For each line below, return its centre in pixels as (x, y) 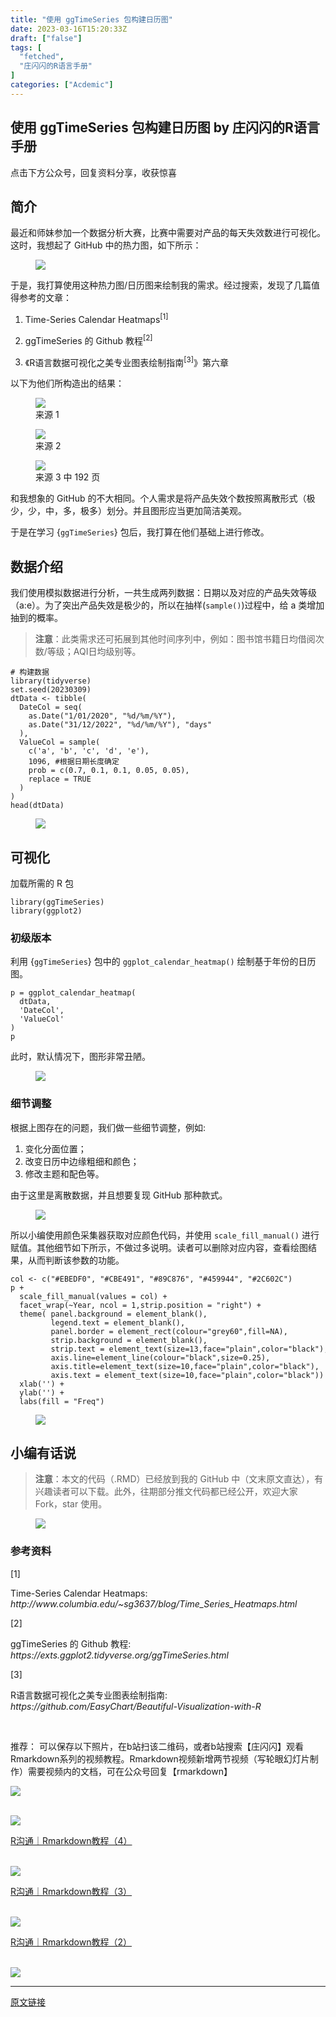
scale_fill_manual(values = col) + (93, 1296)
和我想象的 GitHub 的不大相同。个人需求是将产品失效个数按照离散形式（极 (163, 498)
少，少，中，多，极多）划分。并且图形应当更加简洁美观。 (128, 511)
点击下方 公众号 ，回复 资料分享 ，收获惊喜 (93, 172)
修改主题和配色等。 (64, 1173)
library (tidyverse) (51, 681)
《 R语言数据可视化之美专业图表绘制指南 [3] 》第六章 (126, 361)
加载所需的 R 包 (42, 883)
